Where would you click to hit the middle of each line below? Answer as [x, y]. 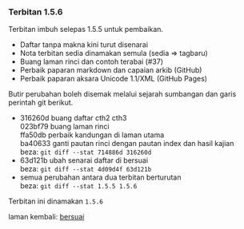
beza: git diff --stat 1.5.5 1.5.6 [78, 186]
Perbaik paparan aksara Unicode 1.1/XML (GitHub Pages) [114, 79]
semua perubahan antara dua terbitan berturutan [100, 177]
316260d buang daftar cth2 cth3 [73, 118]
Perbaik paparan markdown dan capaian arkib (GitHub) [111, 70]
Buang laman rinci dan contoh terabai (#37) [92, 61]
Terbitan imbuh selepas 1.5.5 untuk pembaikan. [86, 30]
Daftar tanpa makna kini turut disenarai [84, 45]
